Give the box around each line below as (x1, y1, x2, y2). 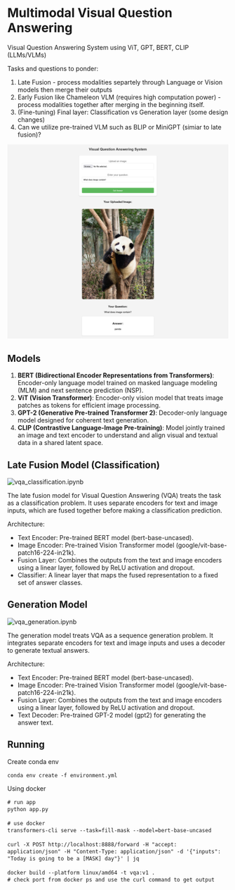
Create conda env (7, 757, 60, 765)
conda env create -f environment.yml (7, 772, 118, 779)
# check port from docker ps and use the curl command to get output (7, 876, 215, 883)
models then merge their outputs (17, 85, 112, 94)
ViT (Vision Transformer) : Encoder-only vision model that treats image (17, 394, 224, 402)
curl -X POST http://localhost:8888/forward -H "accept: (7, 841, 177, 848)
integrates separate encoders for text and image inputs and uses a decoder (7, 639, 226, 647)
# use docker (7, 820, 46, 827)
